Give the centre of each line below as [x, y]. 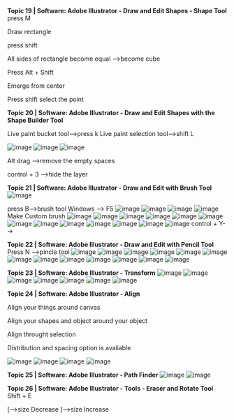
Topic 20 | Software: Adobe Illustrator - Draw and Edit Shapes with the [111, 113]
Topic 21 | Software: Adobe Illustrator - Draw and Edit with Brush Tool [110, 188]
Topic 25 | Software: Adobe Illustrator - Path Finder [83, 375]
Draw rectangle [29, 32]
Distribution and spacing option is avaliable [69, 348]
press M [19, 18]
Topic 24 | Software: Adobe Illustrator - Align [74, 294]
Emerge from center [36, 86]
